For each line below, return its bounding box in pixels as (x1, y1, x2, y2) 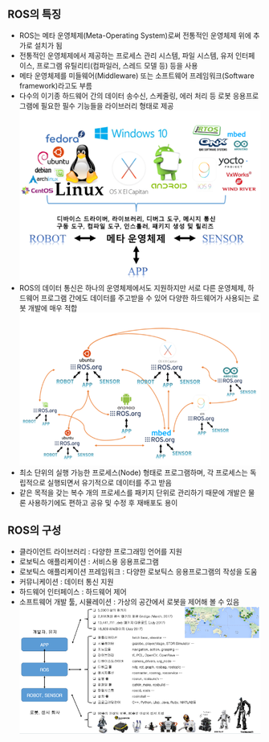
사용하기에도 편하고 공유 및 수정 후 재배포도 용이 (27, 497, 178, 507)
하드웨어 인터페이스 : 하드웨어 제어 (18, 587, 127, 596)
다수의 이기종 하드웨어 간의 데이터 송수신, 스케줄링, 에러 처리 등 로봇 (18, 91, 231, 101)
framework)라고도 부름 (18, 80, 93, 90)
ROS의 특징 (7, 7, 62, 22)
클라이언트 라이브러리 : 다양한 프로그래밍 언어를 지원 (18, 546, 182, 556)
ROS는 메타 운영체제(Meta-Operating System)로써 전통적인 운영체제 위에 (18, 31, 252, 40)
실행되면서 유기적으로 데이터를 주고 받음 (47, 477, 172, 487)
